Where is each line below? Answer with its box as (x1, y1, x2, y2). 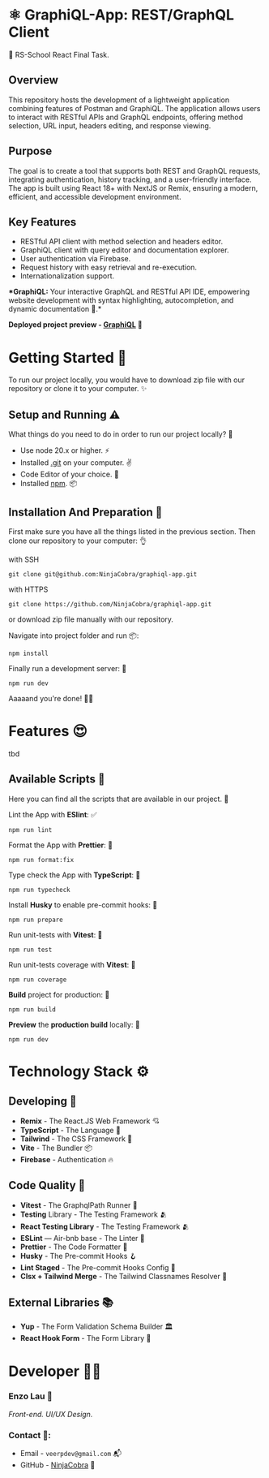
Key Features (8, 215, 77, 229)
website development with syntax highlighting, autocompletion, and (8, 295, 234, 305)
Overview (8, 73, 59, 87)
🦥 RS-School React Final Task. (8, 50, 109, 59)
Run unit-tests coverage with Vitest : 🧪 (8, 959, 136, 969)
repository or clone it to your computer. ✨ (8, 384, 147, 394)
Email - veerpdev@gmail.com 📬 (19, 1449, 122, 1459)
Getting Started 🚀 (8, 348, 127, 367)
